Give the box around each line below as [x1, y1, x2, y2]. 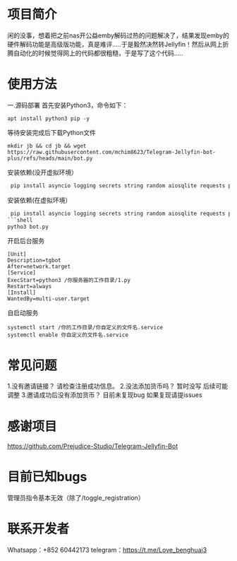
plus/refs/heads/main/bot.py [7, 155, 93, 162]
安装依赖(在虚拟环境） [7, 196, 72, 204]
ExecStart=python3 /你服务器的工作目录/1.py [7, 277, 130, 284]
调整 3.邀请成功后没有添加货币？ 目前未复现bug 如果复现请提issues [7, 391, 202, 399]
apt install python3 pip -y [7, 114, 90, 122]
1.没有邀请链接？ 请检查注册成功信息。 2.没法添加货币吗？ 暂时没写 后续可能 [7, 382, 229, 391]
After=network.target [7, 263, 71, 271]
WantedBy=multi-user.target [7, 295, 90, 302]
